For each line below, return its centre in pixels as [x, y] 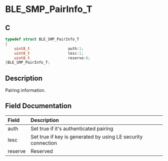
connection [44, 143]
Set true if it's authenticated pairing [72, 128]
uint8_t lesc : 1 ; [49, 53]
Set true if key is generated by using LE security [87, 136]
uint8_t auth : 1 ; [49, 49]
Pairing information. [25, 90]
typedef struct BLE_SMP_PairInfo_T [42, 39]
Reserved [42, 151]
